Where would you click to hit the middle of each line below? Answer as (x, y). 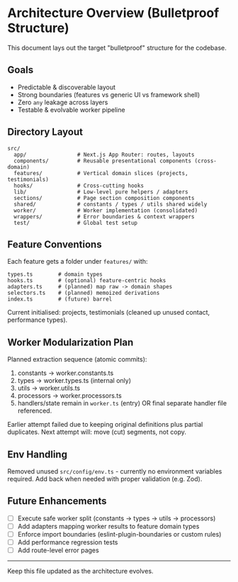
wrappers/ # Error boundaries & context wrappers (104, 217)
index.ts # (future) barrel (60, 299)
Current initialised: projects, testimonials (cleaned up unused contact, (109, 313)
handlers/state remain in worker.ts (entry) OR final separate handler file (122, 403)
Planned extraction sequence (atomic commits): (77, 359)
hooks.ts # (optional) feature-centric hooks (87, 281)
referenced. (35, 411)
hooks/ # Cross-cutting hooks (79, 186)
